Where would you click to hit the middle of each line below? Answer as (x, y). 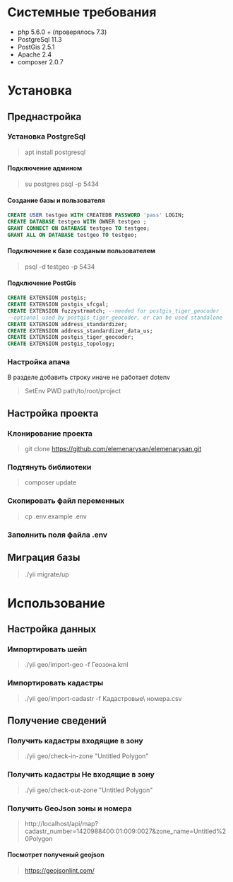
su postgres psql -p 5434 (62, 184)
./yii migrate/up (47, 574)
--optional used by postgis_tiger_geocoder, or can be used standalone (115, 318)
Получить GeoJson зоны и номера (70, 808)
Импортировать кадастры (55, 683)
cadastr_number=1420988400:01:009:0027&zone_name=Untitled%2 (125, 831)
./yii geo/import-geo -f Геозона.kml (76, 665)
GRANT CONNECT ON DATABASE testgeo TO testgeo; (79, 228)
